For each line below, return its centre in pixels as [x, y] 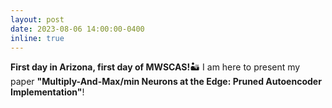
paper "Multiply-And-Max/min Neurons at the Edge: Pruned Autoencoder [166, 82]
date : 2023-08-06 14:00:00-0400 [77, 29]
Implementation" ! [47, 92]
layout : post [37, 19]
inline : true [37, 38]
